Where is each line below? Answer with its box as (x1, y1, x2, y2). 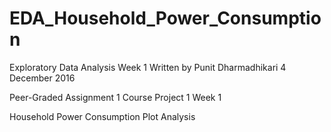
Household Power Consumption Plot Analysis (9, 110, 196, 122)
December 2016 (9, 72, 76, 84)
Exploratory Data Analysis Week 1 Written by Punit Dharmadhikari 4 (9, 61, 287, 73)
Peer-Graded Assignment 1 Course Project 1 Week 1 (9, 91, 222, 103)
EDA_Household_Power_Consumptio (9, 7, 322, 30)
